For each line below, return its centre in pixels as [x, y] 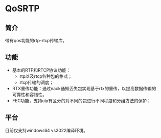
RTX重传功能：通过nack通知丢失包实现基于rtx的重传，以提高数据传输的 [84, 88]
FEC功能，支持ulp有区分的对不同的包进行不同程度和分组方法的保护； [81, 100]
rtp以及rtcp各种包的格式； [46, 76]
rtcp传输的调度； [36, 82]
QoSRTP [23, 9]
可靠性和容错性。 [29, 94]
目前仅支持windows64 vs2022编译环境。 [46, 130]
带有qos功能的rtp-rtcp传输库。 [36, 40]
